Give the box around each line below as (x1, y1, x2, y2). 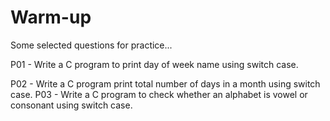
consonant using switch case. (10, 99, 133, 111)
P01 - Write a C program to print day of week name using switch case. (10, 58, 299, 70)
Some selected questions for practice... (10, 39, 173, 51)
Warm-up (10, 6, 92, 29)
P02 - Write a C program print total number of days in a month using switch (10, 77, 321, 90)
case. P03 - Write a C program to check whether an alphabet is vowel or (10, 88, 308, 100)
